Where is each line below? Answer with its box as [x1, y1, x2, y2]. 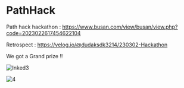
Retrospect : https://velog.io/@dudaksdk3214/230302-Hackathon [6, 41, 168, 48]
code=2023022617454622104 [6, 29, 82, 36]
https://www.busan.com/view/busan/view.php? [62, 23, 178, 30]
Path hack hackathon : [6, 23, 61, 30]
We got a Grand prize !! [6, 52, 63, 59]
